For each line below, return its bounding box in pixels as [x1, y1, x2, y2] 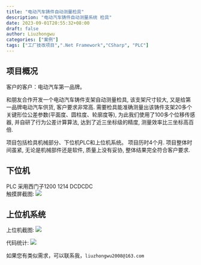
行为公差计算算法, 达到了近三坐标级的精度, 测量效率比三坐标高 [35, 118, 189, 126]
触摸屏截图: [6, 190, 35, 197]
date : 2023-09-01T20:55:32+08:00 [6, 20, 90, 26]
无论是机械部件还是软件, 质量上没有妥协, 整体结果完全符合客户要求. [25, 146, 190, 153]
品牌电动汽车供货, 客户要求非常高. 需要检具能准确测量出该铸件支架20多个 [11, 103, 193, 111]
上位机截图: [6, 227, 35, 234]
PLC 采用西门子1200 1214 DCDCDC [6, 183, 93, 190]
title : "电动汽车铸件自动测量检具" [6, 8, 85, 15]
